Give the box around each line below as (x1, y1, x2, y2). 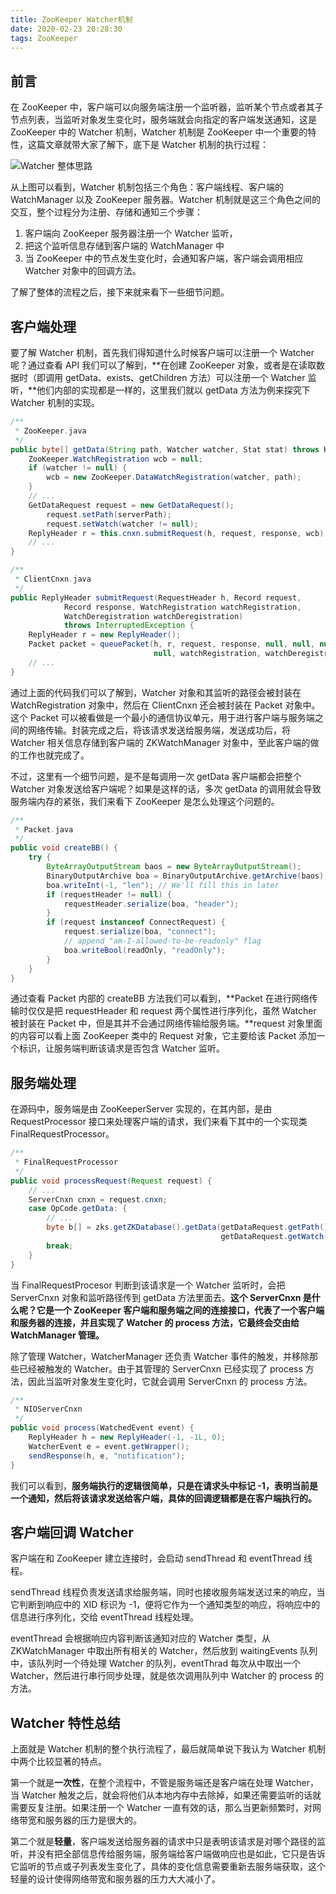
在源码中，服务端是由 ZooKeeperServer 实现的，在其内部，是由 (10, 1103, 273, 1115)
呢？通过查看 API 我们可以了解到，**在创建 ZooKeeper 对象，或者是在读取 (10, 359, 317, 371)
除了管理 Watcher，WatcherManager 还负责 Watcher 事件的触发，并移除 (10, 1350, 310, 1362)
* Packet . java (14, 824, 74, 835)
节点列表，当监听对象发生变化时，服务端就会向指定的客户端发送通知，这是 (10, 114, 317, 126)
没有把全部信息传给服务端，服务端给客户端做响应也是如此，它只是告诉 (36, 1848, 326, 1860)
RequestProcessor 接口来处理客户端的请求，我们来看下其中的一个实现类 (10, 1116, 308, 1128)
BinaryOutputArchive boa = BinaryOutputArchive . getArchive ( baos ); (46, 871, 329, 881)
